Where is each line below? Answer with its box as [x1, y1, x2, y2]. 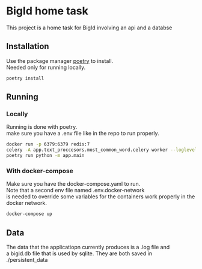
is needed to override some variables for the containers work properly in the [6, 193, 195, 200]
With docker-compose [6, 167, 73, 175]
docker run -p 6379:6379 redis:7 [6, 141, 90, 147]
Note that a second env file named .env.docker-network [6, 187, 145, 194]
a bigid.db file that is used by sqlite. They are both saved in [6, 250, 152, 257]
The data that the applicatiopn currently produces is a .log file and [6, 243, 170, 250]
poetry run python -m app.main [6, 153, 85, 159]
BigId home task [6, 4, 88, 18]
